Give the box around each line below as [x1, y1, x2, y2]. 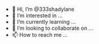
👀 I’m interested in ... [11, 12, 63, 19]
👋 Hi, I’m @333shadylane [11, 6, 75, 12]
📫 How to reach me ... [11, 32, 68, 38]
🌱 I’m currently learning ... [11, 18, 76, 25]
